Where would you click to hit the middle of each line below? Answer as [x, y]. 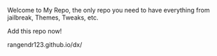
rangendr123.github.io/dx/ [45, 44]
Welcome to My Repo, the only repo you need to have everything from [108, 10]
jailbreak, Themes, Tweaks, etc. [53, 17]
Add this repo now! [35, 31]
